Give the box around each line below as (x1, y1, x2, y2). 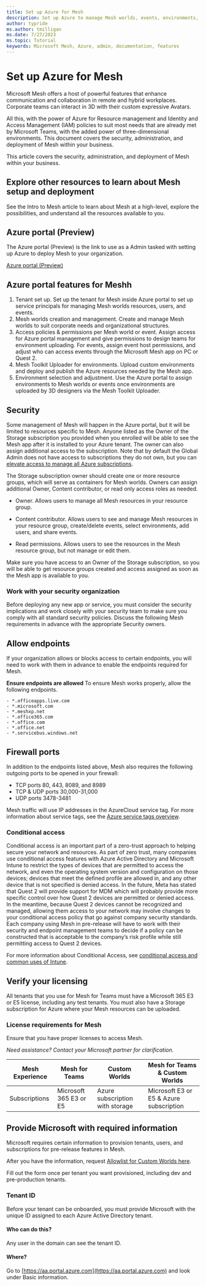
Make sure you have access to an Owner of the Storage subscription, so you (6, 559, 200, 566)
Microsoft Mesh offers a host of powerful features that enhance (6, 90, 167, 97)
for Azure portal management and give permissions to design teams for (15, 335, 196, 342)
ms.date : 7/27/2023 (6, 32, 56, 38)
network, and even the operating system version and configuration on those (6, 868, 199, 876)
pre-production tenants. (6, 1176, 67, 1184)
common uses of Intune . (6, 958, 68, 966)
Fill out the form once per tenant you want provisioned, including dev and (6, 1169, 192, 1177)
